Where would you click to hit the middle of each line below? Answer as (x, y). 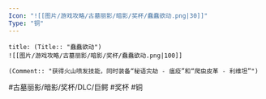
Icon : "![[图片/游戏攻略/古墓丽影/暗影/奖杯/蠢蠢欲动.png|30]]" (108, 16)
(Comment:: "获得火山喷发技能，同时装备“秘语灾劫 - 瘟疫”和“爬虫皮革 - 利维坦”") (133, 71)
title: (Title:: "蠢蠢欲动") (55, 47)
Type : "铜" (26, 23)
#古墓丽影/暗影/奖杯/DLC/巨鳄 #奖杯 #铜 (76, 87)
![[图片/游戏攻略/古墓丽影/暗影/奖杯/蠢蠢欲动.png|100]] (95, 56)
